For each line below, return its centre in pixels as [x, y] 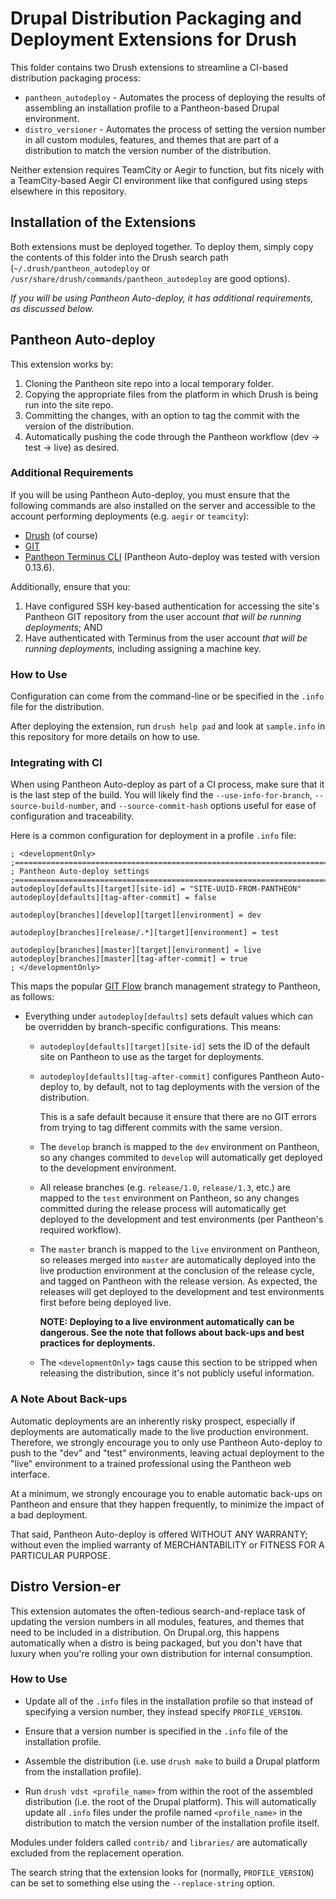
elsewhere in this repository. [68, 191]
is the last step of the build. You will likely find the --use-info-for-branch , [161, 795]
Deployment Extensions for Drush [154, 39]
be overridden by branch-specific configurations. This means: [153, 1027]
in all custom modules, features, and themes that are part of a [152, 139]
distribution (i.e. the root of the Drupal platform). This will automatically [170, 1801]
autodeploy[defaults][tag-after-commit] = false [113, 898]
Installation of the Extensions [103, 222]
